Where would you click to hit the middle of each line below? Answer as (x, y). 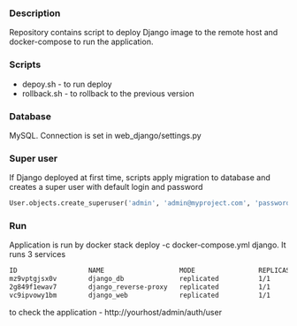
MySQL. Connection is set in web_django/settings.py (105, 135)
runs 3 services (38, 254)
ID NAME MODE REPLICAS (150, 271)
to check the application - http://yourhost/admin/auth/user (116, 312)
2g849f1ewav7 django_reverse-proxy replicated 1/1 (140, 287)
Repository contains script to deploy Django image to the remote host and (144, 33)
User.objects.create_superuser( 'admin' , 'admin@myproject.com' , (130, 203)
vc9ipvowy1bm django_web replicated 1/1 (140, 295)
